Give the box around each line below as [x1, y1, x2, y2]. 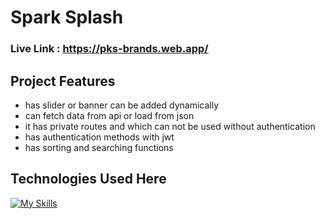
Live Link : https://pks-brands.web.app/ [10, 42, 209, 56]
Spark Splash [10, 6, 124, 29]
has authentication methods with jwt [24, 131, 175, 143]
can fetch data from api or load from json [24, 109, 195, 121]
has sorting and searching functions [24, 141, 174, 153]
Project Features [10, 72, 116, 90]
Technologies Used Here [10, 171, 167, 188]
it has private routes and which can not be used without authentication [24, 120, 316, 132]
